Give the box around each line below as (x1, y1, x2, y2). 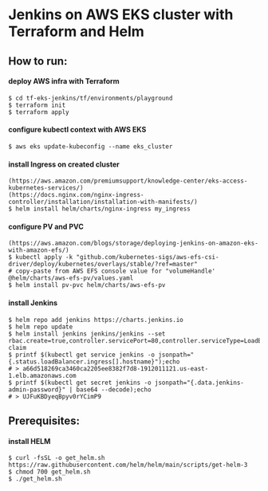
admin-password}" (8, 385, 66, 394)
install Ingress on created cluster (8, 159, 120, 169)
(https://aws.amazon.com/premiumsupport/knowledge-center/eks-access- (8, 177, 248, 185)
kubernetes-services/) (8, 184, 84, 192)
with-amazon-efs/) (8, 246, 69, 254)
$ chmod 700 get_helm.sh (8, 468, 91, 476)
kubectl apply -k (15, 253, 73, 261)
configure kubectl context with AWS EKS (8, 125, 147, 135)
